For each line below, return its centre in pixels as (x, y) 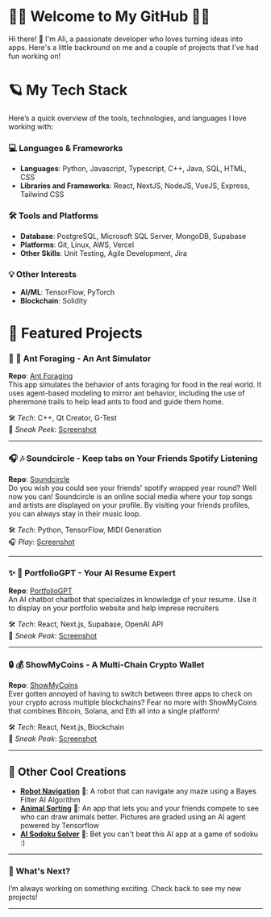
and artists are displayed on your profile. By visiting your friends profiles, (129, 505)
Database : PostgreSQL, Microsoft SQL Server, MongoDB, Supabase (133, 237)
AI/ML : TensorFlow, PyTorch (67, 292)
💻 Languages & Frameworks (66, 148)
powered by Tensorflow (59, 825)
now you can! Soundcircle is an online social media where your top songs (130, 496)
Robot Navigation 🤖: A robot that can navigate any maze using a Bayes (138, 791)
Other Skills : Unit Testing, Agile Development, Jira (104, 253)
